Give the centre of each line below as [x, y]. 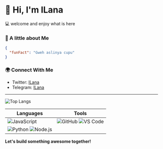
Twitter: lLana [26, 83]
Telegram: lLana [28, 87]
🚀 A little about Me [27, 38]
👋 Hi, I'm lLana [34, 10]
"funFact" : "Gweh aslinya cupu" [42, 53]
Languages [30, 114]
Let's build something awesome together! [48, 141]
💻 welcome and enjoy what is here [40, 23]
